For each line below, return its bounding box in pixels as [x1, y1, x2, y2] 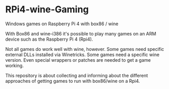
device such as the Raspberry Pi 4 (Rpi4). [5, 36, 93, 42]
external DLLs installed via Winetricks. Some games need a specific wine [5, 51, 160, 58]
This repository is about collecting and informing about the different [5, 72, 149, 78]
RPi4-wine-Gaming [5, 4, 89, 15]
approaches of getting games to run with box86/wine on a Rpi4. [5, 78, 140, 84]
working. [5, 62, 24, 68]
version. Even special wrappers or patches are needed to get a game [5, 57, 151, 63]
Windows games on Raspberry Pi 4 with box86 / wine [5, 21, 119, 27]
